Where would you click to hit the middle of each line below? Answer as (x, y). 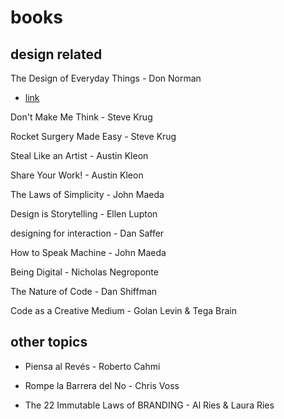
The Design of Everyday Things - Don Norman (106, 78)
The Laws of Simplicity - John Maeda (87, 194)
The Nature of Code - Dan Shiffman (84, 291)
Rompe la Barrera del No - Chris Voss (102, 385)
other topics (49, 342)
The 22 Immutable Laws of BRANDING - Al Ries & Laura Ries (149, 405)
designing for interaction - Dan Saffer (87, 233)
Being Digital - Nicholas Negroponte (84, 272)
